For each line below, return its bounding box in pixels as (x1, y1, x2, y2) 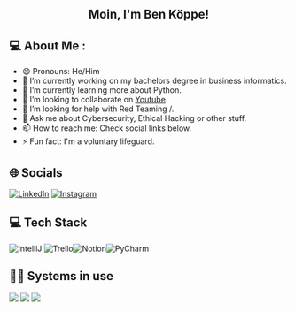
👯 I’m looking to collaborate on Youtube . (21, 95, 168, 105)
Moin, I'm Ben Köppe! (88, 7, 210, 22)
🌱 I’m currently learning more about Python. (21, 85, 182, 95)
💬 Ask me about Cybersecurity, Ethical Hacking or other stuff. (21, 113, 247, 124)
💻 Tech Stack (9, 216, 88, 231)
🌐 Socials (9, 165, 64, 180)
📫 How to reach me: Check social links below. (21, 123, 192, 133)
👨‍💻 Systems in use (9, 269, 113, 284)
